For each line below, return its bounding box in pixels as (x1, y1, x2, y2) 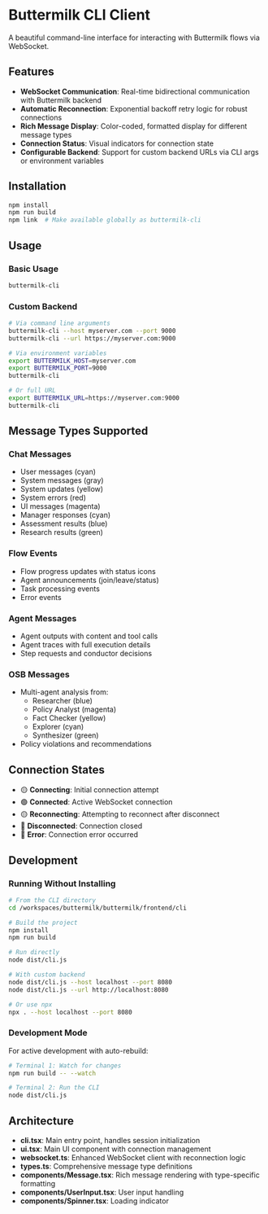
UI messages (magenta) (19, 502, 101, 511)
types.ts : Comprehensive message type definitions (19, 1161, 193, 1171)
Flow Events (8, 548, 58, 559)
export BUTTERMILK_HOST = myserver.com (8, 357, 136, 365)
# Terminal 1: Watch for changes (8, 1061, 122, 1070)
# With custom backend (8, 971, 85, 979)
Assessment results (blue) (19, 519, 108, 528)
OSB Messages (8, 669, 71, 680)
